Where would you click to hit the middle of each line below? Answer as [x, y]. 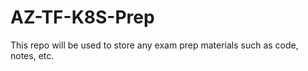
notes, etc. [32, 55]
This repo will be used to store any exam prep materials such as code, [154, 45]
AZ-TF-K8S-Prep [82, 17]
